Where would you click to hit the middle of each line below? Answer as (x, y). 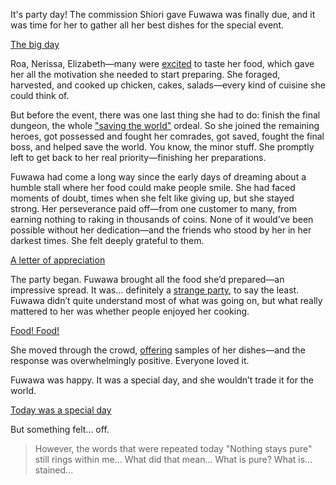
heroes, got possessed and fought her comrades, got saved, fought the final (167, 136)
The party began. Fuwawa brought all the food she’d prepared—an (147, 279)
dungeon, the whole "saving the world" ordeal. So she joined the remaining (165, 125)
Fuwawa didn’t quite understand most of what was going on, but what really (166, 300)
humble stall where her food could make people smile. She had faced (153, 187)
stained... (54, 470)
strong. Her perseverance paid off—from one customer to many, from (154, 208)
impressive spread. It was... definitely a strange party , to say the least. (155, 290)
